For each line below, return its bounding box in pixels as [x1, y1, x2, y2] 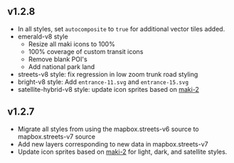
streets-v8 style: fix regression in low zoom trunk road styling [17, 70, 198, 78]
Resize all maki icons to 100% [28, 39, 115, 48]
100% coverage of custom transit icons [28, 47, 144, 56]
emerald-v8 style [17, 32, 69, 41]
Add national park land [28, 62, 95, 70]
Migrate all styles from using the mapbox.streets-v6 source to [17, 125, 199, 133]
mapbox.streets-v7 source [17, 132, 96, 141]
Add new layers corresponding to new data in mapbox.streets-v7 [17, 140, 208, 148]
